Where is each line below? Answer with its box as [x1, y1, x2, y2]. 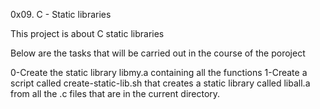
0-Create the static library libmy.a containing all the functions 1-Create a [10, 67, 308, 78]
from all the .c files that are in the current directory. [10, 88, 221, 99]
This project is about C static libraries [10, 28, 165, 39]
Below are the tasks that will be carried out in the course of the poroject [10, 47, 306, 59]
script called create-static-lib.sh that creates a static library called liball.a [10, 77, 311, 89]
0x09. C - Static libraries [10, 9, 112, 20]
